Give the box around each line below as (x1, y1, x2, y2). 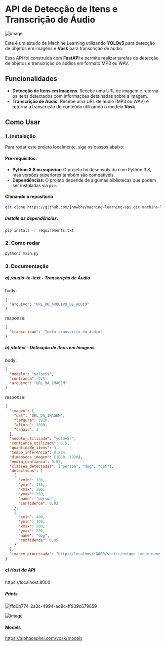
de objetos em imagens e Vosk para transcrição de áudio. (5, 45, 124, 51)
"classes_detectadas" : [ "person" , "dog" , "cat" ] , (9, 464, 114, 469)
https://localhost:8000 (5, 579, 51, 585)
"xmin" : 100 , (18, 478, 45, 483)
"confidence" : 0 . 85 (18, 537, 58, 543)
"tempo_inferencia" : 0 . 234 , (9, 450, 68, 455)
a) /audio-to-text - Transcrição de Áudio (5, 275, 90, 281)
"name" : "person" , (18, 496, 56, 501)
